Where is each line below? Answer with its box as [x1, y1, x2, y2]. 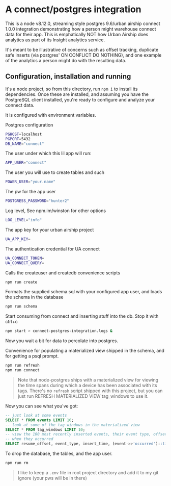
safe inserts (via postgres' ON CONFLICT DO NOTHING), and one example [5, 52, 162, 58]
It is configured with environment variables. [5, 112, 96, 118]
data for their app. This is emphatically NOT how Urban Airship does [5, 31, 149, 37]
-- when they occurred [5, 437, 53, 442]
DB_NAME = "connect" [5, 141, 44, 146]
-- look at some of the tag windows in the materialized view [5, 422, 140, 427]
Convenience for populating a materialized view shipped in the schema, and [5, 348, 164, 354]
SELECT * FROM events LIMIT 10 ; [5, 417, 74, 423]
